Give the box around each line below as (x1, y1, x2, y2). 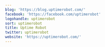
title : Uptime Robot (5, 25, 47, 30)
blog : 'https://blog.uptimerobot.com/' (5, 7, 86, 12)
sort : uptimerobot (5, 21, 42, 26)
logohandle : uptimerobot (5, 16, 55, 21)
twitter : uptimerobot (5, 30, 49, 35)
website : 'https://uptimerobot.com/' (5, 35, 82, 40)
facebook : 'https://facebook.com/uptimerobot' (5, 12, 101, 17)
